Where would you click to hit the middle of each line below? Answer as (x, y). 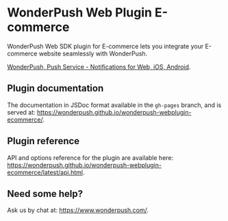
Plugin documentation (55, 88)
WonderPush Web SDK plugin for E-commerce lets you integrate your (105, 46)
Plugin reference (43, 141)
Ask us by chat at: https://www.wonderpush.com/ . (78, 210)
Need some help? (45, 194)
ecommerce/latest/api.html (45, 172)
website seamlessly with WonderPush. (93, 54)
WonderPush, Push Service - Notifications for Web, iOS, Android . (99, 67)
